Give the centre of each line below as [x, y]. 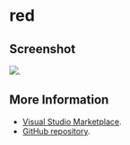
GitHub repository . [56, 131]
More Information [59, 100]
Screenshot [43, 49]
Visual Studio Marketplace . [72, 122]
